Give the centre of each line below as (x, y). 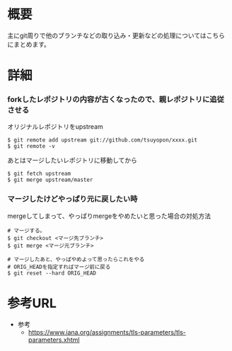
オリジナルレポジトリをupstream (56, 127)
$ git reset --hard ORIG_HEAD (52, 273)
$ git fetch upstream (39, 174)
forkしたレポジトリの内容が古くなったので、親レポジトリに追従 (116, 100)
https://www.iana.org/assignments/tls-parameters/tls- (107, 332)
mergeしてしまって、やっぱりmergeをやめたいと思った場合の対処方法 (109, 216)
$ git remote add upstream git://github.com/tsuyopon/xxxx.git (103, 140)
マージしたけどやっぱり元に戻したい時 (72, 199)
